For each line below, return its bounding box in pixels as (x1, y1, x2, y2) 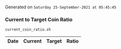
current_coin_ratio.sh (5, 27, 51, 32)
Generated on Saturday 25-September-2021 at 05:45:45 (5, 4, 117, 10)
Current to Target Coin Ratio (5, 16, 73, 23)
